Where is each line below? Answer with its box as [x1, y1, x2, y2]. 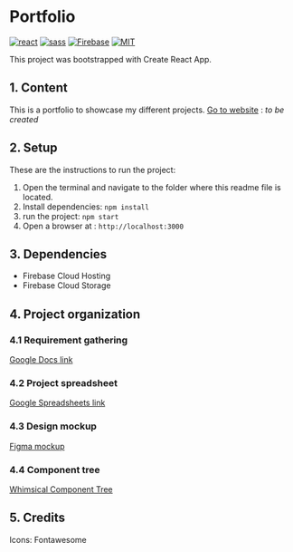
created [9, 113, 39, 124]
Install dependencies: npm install [22, 201, 149, 212]
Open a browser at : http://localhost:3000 [22, 220, 184, 231]
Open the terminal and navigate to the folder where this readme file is [22, 181, 282, 192]
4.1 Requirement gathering [9, 334, 128, 346]
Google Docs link [9, 354, 73, 365]
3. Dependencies [9, 247, 108, 262]
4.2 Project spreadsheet [9, 376, 118, 389]
